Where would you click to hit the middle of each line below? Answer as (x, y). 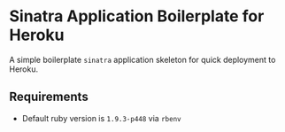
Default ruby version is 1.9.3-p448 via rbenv (101, 118)
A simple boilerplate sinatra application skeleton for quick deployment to (142, 59)
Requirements (49, 97)
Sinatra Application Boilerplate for (137, 16)
